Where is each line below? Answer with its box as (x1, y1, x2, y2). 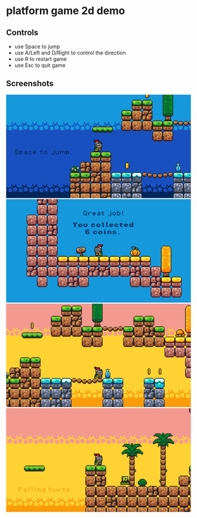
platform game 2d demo (6, 4, 125, 18)
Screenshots (6, 79, 54, 89)
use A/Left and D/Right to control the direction (14, 49, 126, 56)
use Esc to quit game (14, 62, 66, 69)
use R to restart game (14, 56, 67, 62)
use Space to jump (14, 43, 60, 50)
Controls (6, 28, 39, 38)
